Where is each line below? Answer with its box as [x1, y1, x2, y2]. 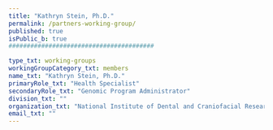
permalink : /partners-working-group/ [8, 19, 136, 28]
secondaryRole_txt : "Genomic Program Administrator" [8, 87, 191, 95]
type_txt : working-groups [8, 57, 96, 65]
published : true [8, 27, 63, 35]
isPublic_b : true [8, 34, 67, 43]
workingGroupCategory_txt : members [8, 64, 129, 73]
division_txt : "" [8, 94, 67, 102]
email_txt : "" [8, 110, 57, 118]
